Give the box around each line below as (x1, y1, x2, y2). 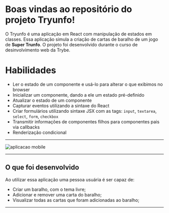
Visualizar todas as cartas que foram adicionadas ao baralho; (12, 197, 140, 203)
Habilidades (5, 64, 56, 76)
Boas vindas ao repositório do (5, 4, 132, 15)
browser (12, 87, 30, 93)
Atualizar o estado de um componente (12, 97, 92, 103)
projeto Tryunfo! (5, 14, 75, 26)
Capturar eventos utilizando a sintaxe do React (12, 102, 110, 109)
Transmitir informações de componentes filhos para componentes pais (12, 118, 160, 124)
